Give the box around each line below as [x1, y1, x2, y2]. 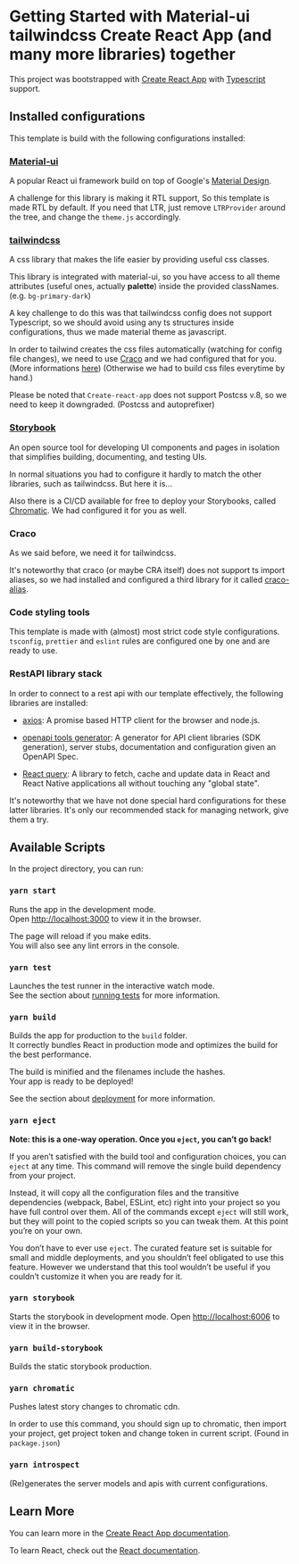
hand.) [9, 372, 34, 383]
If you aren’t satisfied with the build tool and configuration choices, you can [9, 1151, 287, 1161]
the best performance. [9, 1049, 92, 1060]
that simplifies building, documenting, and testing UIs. [9, 451, 207, 462]
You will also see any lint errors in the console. [9, 940, 180, 951]
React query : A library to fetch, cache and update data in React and [21, 768, 270, 778]
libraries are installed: [9, 697, 88, 708]
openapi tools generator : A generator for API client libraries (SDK [21, 732, 262, 743]
